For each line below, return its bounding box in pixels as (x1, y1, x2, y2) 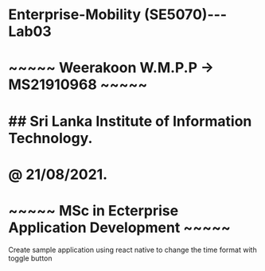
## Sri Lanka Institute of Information (8, 112, 252, 130)
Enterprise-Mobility (8, 6, 142, 24)
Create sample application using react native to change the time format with (8, 245, 257, 254)
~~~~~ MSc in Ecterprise (8, 201, 179, 219)
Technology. (8, 129, 93, 147)
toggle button (8, 253, 53, 263)
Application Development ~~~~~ (8, 219, 231, 236)
